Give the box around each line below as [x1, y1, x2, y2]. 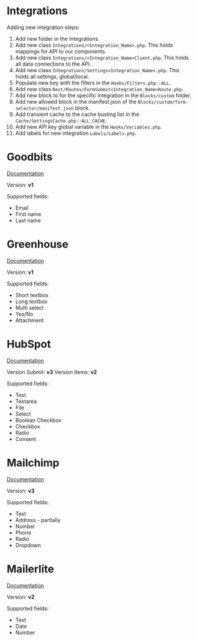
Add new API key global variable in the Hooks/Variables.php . [15, 123, 162, 130]
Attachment [15, 317, 44, 324]
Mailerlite [6, 562, 54, 575]
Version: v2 [6, 593, 35, 600]
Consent [15, 435, 37, 442]
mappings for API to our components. [15, 47, 107, 54]
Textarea [15, 398, 37, 405]
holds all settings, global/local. [15, 73, 90, 80]
